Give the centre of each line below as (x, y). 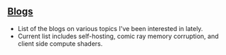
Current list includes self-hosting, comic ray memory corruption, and (118, 36)
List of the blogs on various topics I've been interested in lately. (110, 28)
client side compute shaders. (60, 43)
